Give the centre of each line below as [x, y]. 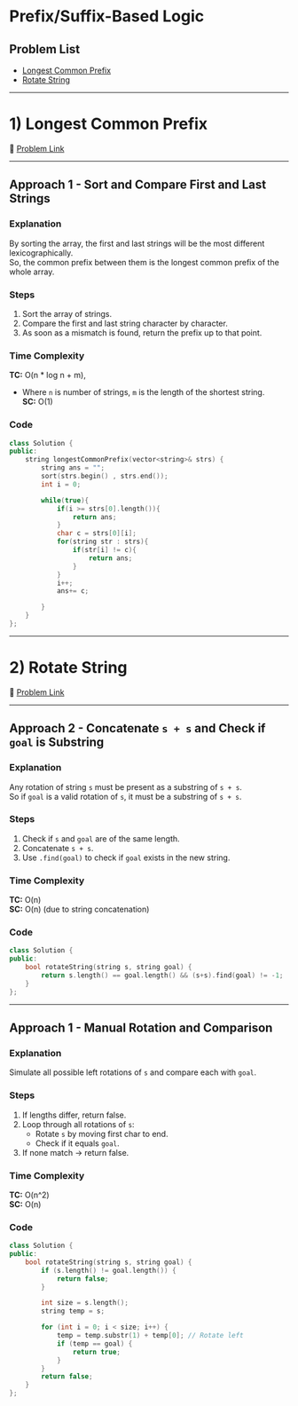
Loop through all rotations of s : [78, 1124]
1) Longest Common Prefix [109, 124]
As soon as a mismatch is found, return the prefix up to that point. [142, 332]
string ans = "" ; [73, 468]
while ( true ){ [65, 500]
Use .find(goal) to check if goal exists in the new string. [126, 857]
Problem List [45, 49]
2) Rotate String [68, 668]
